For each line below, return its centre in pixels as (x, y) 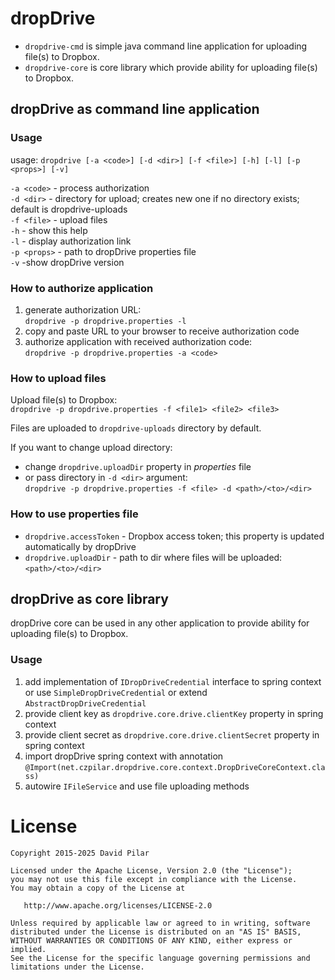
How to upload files (58, 378)
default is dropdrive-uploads (69, 209)
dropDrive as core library (89, 598)
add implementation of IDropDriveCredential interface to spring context (173, 681)
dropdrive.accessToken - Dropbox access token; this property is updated (174, 536)
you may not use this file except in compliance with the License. (154, 879)
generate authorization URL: (83, 309)
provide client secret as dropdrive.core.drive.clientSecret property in (172, 734)
